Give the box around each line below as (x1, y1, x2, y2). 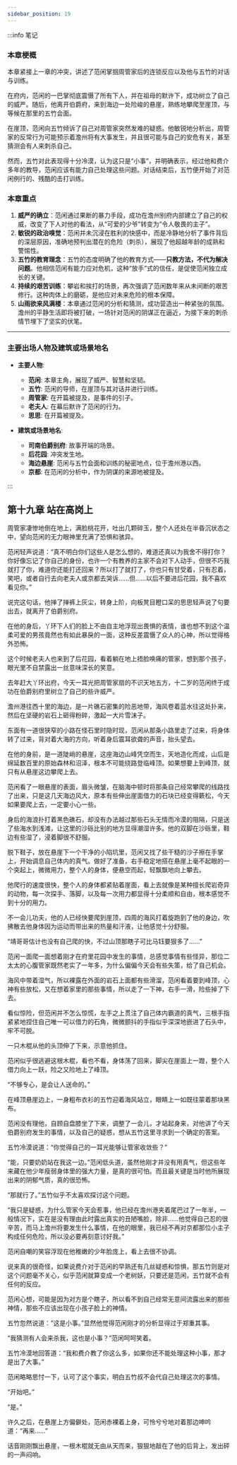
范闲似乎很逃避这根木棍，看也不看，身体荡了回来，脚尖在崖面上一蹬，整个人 (7, 1057, 230, 1065)
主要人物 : (17, 360, 44, 369)
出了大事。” (13, 1358, 44, 1366)
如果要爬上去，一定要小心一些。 (7, 800, 100, 809)
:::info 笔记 (7, 30, 38, 39)
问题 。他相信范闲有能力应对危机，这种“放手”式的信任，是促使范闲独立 (17, 264, 221, 273)
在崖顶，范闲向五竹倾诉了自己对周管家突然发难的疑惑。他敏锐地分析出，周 (7, 124, 224, 132)
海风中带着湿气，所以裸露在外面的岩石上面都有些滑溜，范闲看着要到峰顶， (7, 976, 224, 984)
